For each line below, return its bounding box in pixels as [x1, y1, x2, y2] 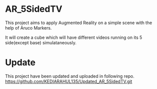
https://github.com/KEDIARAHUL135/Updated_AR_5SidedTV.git [5, 78, 132, 84]
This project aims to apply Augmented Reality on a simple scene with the [5, 20, 152, 26]
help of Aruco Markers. [5, 25, 52, 30]
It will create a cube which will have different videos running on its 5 [5, 34, 142, 40]
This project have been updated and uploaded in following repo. [5, 73, 135, 79]
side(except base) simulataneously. [5, 39, 77, 45]
